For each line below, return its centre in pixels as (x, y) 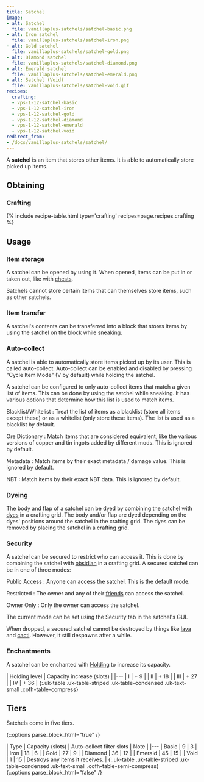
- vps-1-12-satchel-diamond (47, 120)
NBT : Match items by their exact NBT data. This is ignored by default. (94, 479)
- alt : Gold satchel (33, 46)
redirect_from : (26, 137)
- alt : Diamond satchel (37, 57)
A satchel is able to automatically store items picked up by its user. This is (99, 362)
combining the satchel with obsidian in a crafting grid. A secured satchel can (102, 563)
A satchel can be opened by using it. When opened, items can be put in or (99, 273)
